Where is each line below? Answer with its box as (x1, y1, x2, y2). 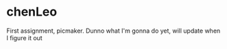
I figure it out (6, 33, 43, 42)
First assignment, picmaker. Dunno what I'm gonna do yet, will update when (6, 27, 221, 35)
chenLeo (6, 4, 58, 20)
